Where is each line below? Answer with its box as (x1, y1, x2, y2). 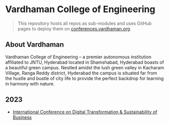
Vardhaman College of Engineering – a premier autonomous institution (5, 54, 152, 60)
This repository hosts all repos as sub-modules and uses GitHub (17, 20, 152, 26)
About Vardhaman (5, 40, 64, 49)
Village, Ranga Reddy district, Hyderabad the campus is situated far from (5, 70, 157, 76)
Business (12, 114, 32, 120)
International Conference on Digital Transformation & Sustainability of (12, 109, 158, 115)
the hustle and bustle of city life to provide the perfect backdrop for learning (5, 75, 164, 81)
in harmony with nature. (5, 80, 55, 87)
